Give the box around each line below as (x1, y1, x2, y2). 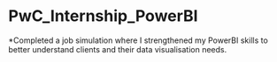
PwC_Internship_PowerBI (8, 6, 198, 26)
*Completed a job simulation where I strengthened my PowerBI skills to (8, 35, 269, 45)
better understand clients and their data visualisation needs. (8, 44, 227, 54)
